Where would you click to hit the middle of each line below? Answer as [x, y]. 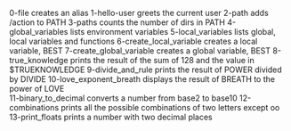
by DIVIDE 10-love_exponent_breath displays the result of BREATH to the [142, 79]
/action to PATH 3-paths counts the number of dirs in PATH [117, 22]
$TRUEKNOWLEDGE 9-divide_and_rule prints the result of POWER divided [145, 70]
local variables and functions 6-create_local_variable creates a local [133, 41]
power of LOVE [37, 89]
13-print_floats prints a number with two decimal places [111, 117]
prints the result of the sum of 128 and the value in [162, 60]
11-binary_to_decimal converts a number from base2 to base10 [123, 98]
